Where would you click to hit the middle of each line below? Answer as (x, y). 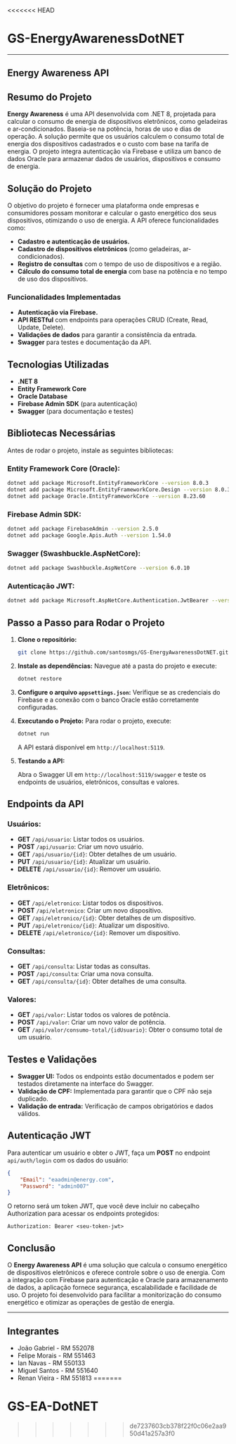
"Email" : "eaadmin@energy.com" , (67, 1179)
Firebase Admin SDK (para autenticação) (78, 404)
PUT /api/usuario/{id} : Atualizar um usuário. (84, 862)
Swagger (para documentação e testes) (76, 412)
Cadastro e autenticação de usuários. (73, 241)
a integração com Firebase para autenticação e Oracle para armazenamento (118, 1280)
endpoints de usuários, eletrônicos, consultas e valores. (98, 782)
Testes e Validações (52, 1059)
